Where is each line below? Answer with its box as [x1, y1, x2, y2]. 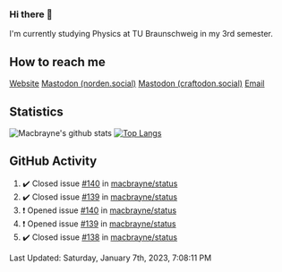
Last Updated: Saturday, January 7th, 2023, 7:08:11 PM [9, 252, 212, 263]
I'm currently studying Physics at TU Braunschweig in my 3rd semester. [9, 29, 273, 39]
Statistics [9, 104, 64, 119]
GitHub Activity [9, 154, 98, 169]
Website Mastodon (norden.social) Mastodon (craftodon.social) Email [9, 78, 265, 89]
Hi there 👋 [9, 8, 54, 21]
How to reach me [9, 54, 106, 70]
